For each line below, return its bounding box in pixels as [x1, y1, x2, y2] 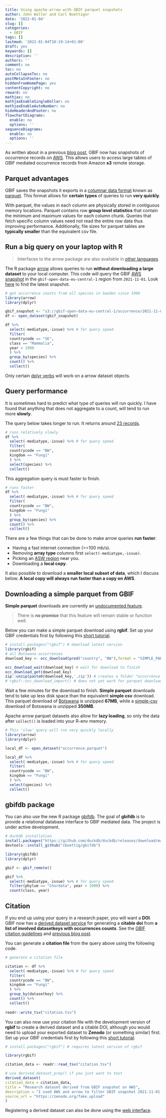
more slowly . [5, 411, 32, 417]
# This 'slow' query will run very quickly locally [5, 728, 114, 733]
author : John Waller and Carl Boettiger [5, 12, 90, 17]
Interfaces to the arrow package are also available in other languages [17, 256, 159, 262]
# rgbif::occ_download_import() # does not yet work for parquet [5, 679, 142, 684]
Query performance [5, 387, 68, 395]
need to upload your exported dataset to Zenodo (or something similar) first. [5, 1029, 161, 1035]
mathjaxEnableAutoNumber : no [5, 104, 65, 109]
